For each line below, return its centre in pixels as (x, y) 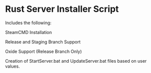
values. (12, 66)
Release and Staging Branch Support (43, 42)
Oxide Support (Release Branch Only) (43, 51)
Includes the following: (28, 23)
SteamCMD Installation (29, 32)
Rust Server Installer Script (62, 9)
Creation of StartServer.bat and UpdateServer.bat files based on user (76, 61)
